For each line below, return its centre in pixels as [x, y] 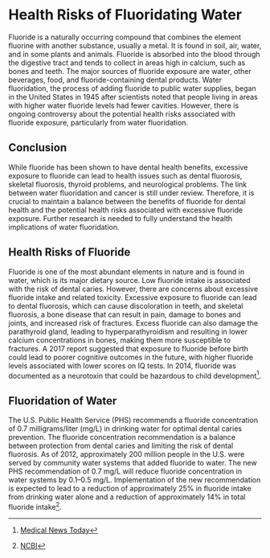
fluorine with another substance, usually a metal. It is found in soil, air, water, [135, 45]
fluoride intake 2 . [35, 506]
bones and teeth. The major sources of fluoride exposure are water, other [130, 71]
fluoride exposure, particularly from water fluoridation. [98, 122]
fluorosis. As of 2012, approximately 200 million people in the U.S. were [127, 454]
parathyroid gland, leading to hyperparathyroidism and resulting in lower [128, 331]
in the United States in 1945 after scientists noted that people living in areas [133, 96]
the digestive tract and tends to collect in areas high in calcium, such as [127, 63]
